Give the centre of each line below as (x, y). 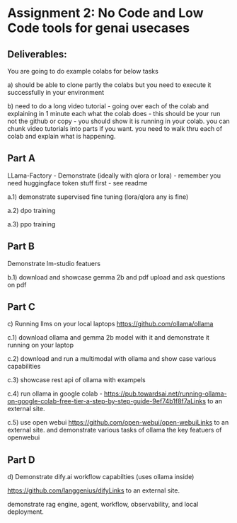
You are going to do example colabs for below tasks (83, 71)
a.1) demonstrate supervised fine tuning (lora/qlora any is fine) (98, 197)
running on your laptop (41, 345)
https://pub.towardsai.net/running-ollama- (166, 393)
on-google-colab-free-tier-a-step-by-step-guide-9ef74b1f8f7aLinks (107, 401)
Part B (21, 247)
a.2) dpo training (31, 210)
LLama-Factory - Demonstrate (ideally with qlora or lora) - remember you (114, 176)
